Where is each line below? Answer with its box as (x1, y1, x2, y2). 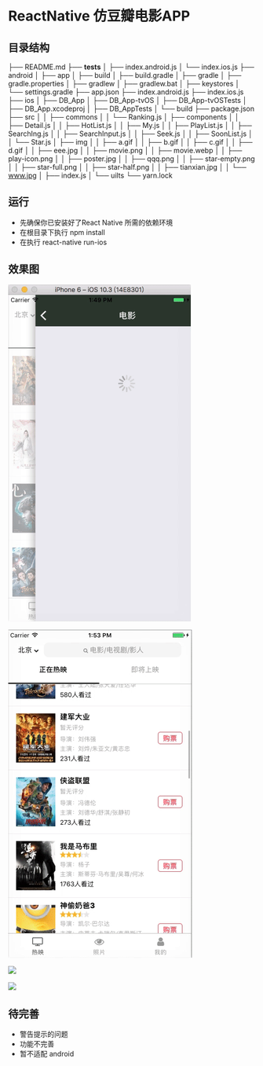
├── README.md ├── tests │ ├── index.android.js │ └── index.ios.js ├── (8, 62, 255, 71)
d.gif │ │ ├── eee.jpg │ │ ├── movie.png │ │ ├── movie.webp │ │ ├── (8, 146, 243, 155)
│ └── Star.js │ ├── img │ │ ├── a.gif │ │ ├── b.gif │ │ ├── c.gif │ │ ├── (8, 137, 253, 146)
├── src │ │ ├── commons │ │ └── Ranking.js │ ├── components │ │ (8, 112, 239, 122)
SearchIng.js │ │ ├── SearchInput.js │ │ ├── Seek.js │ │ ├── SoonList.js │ (8, 129, 254, 138)
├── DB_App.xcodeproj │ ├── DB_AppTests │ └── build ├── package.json (8, 104, 255, 113)
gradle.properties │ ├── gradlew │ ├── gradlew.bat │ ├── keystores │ (8, 79, 240, 88)
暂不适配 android (19, 1050, 75, 1059)
